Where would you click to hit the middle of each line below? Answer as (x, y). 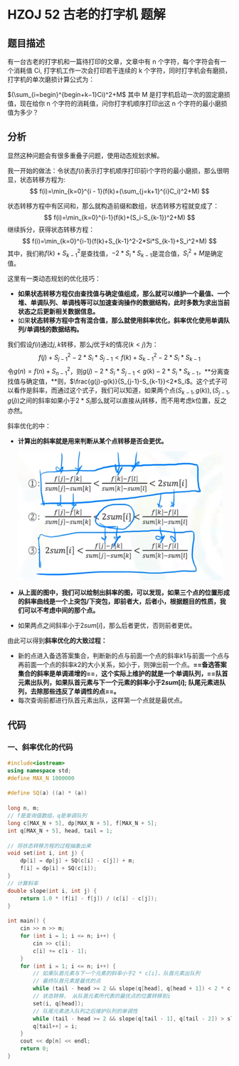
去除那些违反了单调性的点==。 (75, 691)
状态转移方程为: (43, 180)
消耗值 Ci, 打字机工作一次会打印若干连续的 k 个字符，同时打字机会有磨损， (122, 71)
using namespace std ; (39, 770)
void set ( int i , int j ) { (46, 853)
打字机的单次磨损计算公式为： (51, 79)
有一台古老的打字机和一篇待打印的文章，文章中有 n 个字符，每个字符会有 (114, 62)
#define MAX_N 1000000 (41, 778)
